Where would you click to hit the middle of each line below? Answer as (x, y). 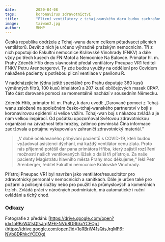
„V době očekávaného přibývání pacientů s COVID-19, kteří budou (84, 139)
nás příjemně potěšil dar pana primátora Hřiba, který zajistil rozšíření (86, 149)
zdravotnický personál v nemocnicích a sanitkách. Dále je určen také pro (79, 180)
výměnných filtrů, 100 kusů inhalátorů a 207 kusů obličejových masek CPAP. (82, 88)
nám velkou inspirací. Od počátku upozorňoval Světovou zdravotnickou (77, 119)
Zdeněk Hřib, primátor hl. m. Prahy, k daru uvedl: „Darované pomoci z (75, 103)
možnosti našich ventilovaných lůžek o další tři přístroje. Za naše (82, 154)
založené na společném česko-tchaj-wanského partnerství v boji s (84, 108)
